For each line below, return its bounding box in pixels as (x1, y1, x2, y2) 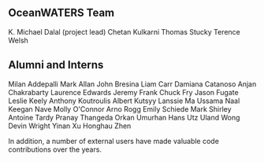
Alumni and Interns (8, 58, 104, 72)
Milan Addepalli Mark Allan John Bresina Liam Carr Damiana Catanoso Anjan (8, 79, 257, 89)
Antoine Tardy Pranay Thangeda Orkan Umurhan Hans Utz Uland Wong (8, 112, 240, 122)
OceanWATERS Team (8, 6, 115, 20)
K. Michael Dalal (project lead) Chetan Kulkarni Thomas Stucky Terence (8, 27, 240, 36)
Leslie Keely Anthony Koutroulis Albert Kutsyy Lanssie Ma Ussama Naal (8, 96, 240, 105)
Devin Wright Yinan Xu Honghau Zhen (8, 121, 132, 131)
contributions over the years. (8, 145, 102, 154)
